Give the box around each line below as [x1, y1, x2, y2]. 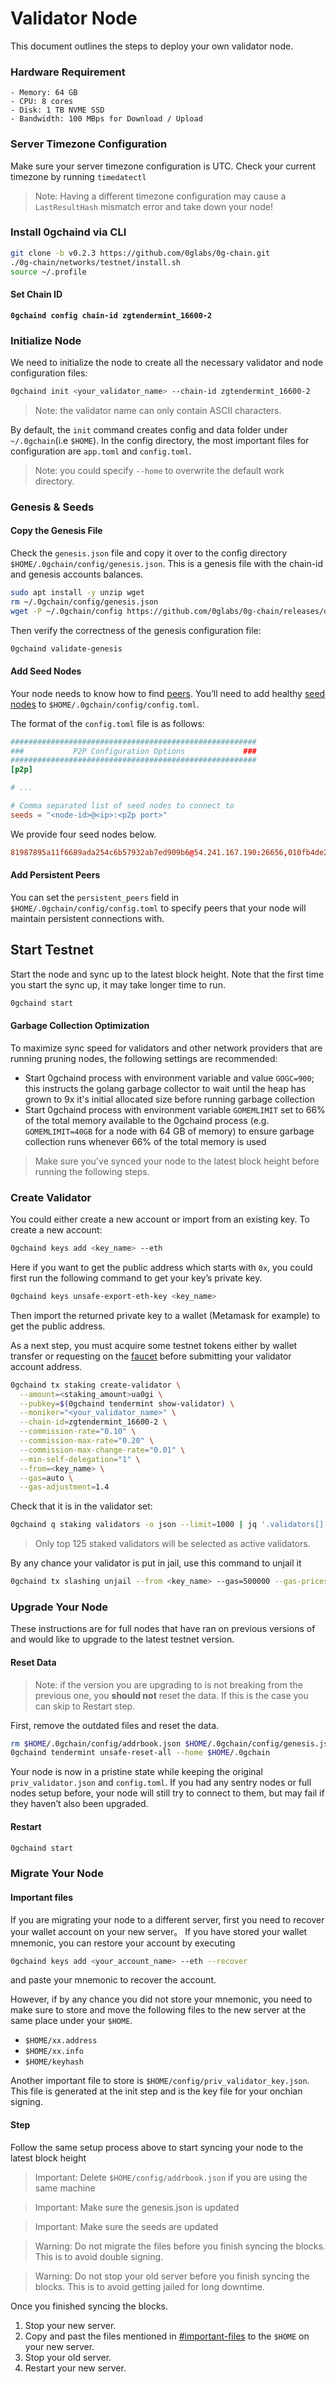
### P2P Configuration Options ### [10, 746, 257, 756]
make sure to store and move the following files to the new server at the [10, 2004, 307, 2016]
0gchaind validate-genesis [10, 643, 123, 654]
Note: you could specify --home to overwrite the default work [34, 464, 285, 476]
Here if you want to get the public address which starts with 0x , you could [10, 1261, 313, 1273]
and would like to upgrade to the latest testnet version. [10, 1633, 235, 1646]
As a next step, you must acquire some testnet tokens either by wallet [10, 1339, 298, 1351]
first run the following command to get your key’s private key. [10, 1272, 263, 1284]
